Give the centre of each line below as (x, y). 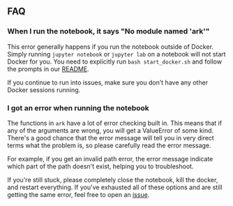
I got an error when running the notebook (78, 108)
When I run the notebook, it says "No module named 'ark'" (108, 31)
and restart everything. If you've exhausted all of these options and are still (115, 187)
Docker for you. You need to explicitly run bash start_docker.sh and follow (114, 61)
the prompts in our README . (48, 68)
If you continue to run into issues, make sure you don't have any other (107, 82)
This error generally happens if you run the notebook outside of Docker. (111, 46)
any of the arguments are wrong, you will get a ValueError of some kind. (111, 130)
